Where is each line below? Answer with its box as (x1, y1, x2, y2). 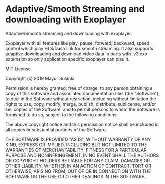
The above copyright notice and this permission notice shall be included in (5, 121, 159, 127)
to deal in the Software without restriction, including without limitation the (5, 96, 156, 102)
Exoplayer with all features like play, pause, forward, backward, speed (5, 40, 150, 46)
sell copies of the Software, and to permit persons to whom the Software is (5, 106, 160, 112)
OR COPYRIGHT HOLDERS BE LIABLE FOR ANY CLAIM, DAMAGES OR (5, 157, 150, 163)
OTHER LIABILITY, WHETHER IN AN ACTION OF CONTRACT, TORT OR (5, 163, 151, 169)
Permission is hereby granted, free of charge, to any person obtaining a (5, 85, 153, 91)
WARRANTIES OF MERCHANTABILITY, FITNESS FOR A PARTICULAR (5, 147, 147, 153)
